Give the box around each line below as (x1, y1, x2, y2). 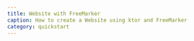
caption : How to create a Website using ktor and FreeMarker (7, 17, 188, 24)
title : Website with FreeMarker (7, 10, 100, 17)
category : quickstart (7, 23, 70, 30)
